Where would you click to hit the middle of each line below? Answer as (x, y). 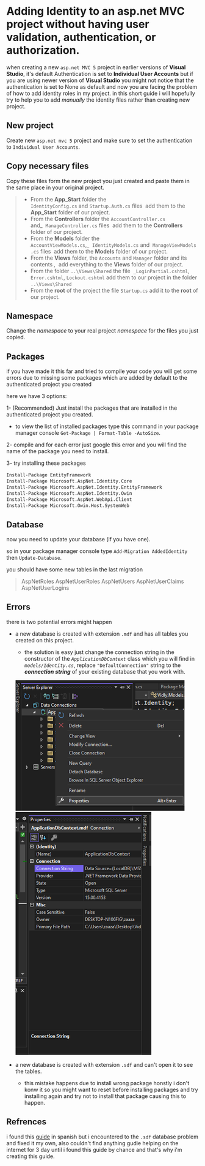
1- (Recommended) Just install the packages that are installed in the (92, 408)
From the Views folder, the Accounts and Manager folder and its (109, 258)
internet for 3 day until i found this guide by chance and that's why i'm (94, 1149)
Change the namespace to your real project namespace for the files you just (103, 331)
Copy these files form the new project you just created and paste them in (98, 181)
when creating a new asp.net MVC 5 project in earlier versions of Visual (96, 67)
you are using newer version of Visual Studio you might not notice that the (100, 80)
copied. (16, 337)
